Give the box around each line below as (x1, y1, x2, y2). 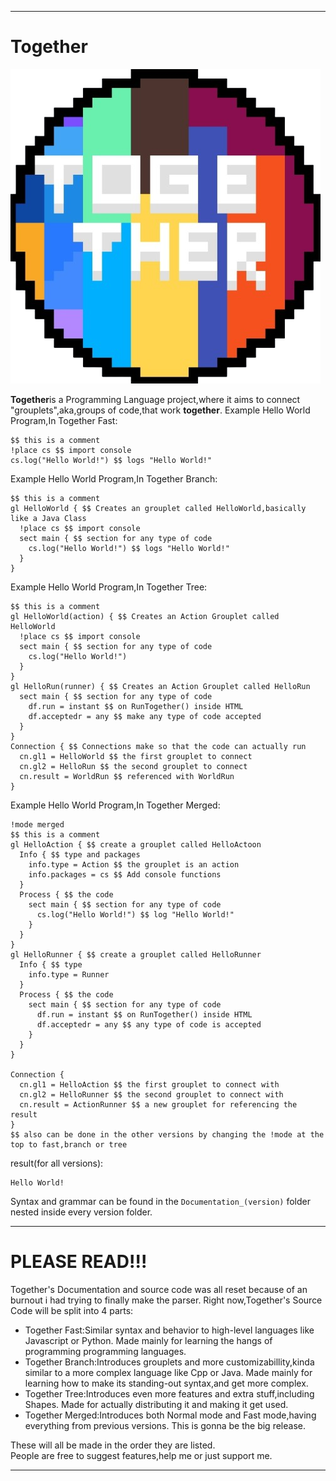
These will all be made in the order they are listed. (10, 1439, 216, 1451)
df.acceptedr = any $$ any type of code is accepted (36, 1019, 262, 1030)
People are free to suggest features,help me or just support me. (10, 1449, 273, 1461)
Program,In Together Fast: (10, 414, 118, 426)
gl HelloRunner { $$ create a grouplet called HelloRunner (10, 949, 262, 960)
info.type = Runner (28, 969, 110, 980)
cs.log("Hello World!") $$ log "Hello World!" (36, 909, 235, 920)
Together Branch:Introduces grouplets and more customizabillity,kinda (24, 1356, 315, 1368)
